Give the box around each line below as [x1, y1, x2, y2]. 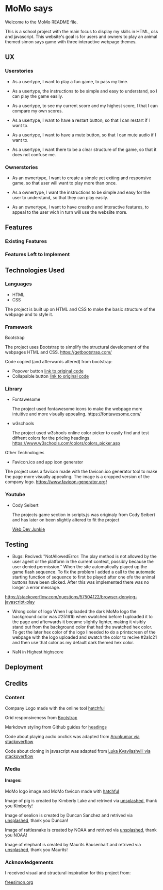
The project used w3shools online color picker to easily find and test [12, 430, 149, 436]
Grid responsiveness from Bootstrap [5, 714, 78, 721]
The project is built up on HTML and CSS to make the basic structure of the [5, 306, 156, 312]
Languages [5, 280, 33, 287]
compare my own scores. [12, 108, 63, 113]
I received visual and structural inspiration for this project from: [5, 870, 131, 876]
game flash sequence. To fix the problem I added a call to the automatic [12, 569, 156, 575]
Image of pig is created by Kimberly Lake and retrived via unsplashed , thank [5, 797, 158, 803]
